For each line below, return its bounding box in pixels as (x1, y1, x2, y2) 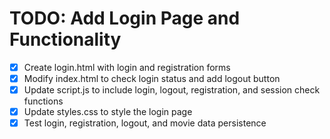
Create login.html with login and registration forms (23, 61, 231, 73)
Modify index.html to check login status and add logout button (23, 73, 281, 84)
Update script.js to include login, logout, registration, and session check (23, 84, 321, 96)
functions (23, 95, 64, 107)
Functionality (9, 28, 122, 51)
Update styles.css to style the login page (23, 106, 193, 118)
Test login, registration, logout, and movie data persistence (23, 117, 267, 129)
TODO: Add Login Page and (9, 7, 241, 30)
